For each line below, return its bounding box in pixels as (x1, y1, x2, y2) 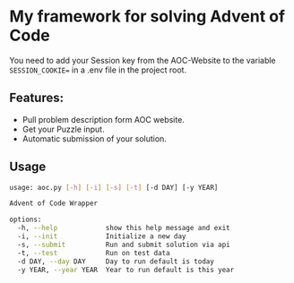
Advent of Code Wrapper (9, 199, 99, 208)
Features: (9, 90, 65, 106)
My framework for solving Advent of (9, 6, 285, 27)
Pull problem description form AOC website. (22, 114, 186, 124)
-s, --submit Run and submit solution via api (17, 240, 230, 249)
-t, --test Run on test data (17, 248, 170, 257)
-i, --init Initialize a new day (17, 232, 186, 241)
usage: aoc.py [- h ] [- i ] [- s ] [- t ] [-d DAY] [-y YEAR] (9, 183, 219, 192)
